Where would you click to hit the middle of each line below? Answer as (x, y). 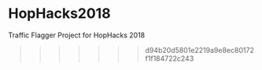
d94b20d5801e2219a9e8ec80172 (199, 50)
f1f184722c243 (170, 58)
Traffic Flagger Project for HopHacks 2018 (77, 35)
